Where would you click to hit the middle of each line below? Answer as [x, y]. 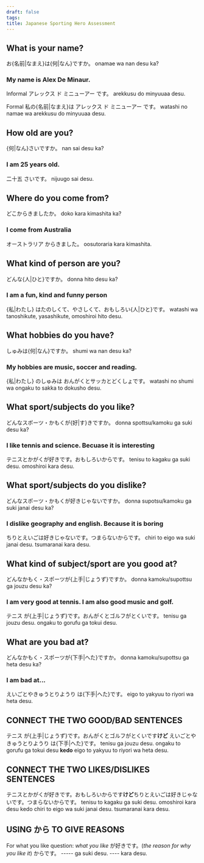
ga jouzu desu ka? [29, 586]
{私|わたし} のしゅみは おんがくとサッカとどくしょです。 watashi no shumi [100, 381]
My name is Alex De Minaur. [48, 80]
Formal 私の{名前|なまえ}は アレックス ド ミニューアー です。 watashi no [97, 107]
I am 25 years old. [33, 164]
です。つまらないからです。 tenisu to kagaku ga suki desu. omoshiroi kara [104, 802]
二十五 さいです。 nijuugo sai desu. [50, 178]
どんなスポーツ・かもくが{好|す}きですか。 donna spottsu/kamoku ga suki [100, 423]
